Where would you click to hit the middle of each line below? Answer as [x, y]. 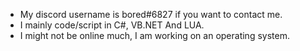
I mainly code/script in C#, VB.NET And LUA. [112, 25]
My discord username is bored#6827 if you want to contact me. [151, 14]
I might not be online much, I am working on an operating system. [154, 35]
